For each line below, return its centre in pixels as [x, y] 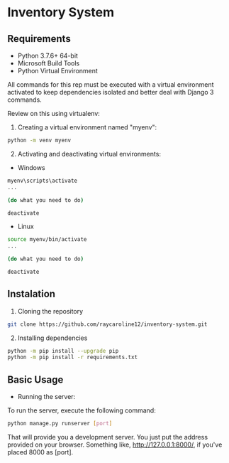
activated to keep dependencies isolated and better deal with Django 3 [111, 92]
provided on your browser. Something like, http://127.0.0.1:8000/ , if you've [115, 445]
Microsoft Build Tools [49, 63]
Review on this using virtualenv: [54, 113]
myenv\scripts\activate [43, 181]
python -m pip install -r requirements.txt [73, 357]
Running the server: [46, 397]
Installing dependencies [52, 338]
